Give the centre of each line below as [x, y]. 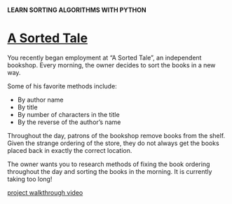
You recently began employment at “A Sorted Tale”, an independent [104, 57]
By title [27, 107]
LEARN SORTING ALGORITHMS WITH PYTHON [77, 10]
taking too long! [30, 179]
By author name [40, 100]
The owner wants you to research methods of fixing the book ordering [109, 164]
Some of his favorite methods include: [62, 86]
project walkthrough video [45, 192]
